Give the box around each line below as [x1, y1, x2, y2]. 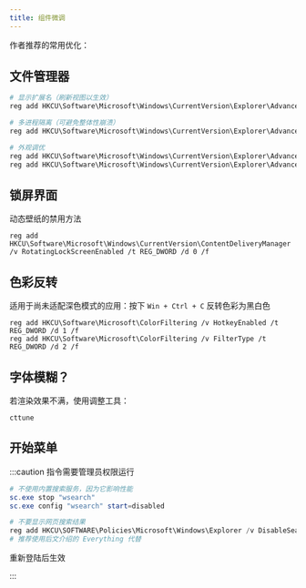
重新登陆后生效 [9, 553, 66, 563]
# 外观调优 [9, 143, 46, 152]
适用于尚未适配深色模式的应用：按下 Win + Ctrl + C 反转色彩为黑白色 [9, 300, 271, 311]
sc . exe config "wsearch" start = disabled [9, 502, 166, 511]
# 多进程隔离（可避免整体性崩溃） [9, 118, 120, 127]
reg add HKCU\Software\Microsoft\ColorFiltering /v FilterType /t [9, 334, 267, 344]
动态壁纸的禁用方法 [9, 213, 82, 224]
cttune [9, 413, 35, 422]
